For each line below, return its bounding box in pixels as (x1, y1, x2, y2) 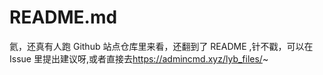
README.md (9, 6, 118, 29)
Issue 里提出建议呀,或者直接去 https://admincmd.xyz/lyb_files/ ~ (9, 52, 269, 65)
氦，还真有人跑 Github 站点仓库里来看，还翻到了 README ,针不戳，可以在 (9, 40, 314, 52)
